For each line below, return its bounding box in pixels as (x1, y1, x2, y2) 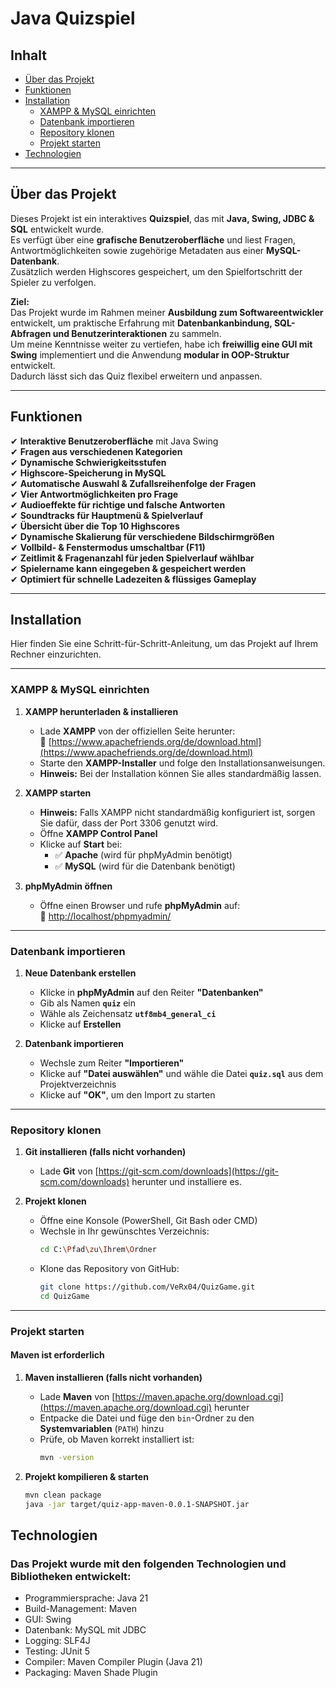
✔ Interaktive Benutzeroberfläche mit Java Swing (10, 435, 219, 447)
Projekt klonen (24, 1195, 87, 1207)
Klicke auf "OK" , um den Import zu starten (39, 1089, 216, 1101)
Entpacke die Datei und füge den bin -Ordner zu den (39, 1412, 255, 1424)
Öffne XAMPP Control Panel (39, 827, 158, 839)
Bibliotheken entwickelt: (10, 1570, 132, 1584)
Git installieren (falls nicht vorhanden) (24, 1146, 187, 1158)
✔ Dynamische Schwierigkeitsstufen (10, 456, 167, 468)
